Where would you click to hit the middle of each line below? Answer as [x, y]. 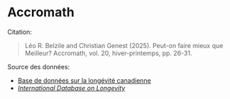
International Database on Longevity [71, 88]
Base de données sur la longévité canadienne [84, 80]
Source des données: [39, 66]
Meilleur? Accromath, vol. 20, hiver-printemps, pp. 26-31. [108, 53]
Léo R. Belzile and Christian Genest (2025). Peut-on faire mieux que [124, 45]
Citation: [20, 32]
